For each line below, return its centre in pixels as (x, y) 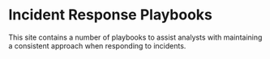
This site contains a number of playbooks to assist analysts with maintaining (135, 37)
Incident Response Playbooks (111, 15)
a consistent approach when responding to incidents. (97, 45)
